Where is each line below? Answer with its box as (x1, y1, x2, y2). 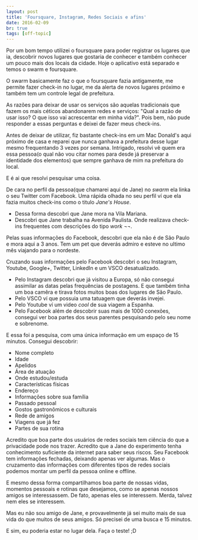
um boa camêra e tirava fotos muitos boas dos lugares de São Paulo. (14, 288, 183, 296)
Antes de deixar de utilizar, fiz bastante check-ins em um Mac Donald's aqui (6, 131, 191, 139)
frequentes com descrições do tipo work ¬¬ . (23, 223, 132, 230)
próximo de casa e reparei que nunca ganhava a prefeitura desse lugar (6, 138, 179, 145)
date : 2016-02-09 (6, 20, 49, 25)
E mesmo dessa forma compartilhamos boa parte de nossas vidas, (6, 479, 168, 486)
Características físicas (14, 381, 69, 388)
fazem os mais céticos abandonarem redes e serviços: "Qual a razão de (6, 108, 182, 115)
